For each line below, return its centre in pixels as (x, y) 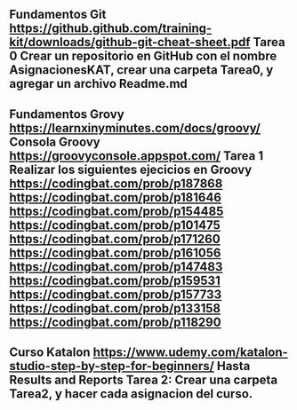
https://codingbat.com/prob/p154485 (116, 211)
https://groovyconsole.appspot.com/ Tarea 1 (136, 156)
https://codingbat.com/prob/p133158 (115, 308)
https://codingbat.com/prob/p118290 (115, 322)
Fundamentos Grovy (67, 114)
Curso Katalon (50, 353)
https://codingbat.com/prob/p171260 (115, 239)
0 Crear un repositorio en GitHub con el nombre (143, 56)
